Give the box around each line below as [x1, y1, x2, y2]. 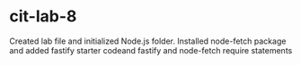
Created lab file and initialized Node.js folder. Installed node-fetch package [9, 36, 287, 46]
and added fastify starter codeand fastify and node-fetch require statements [9, 45, 293, 55]
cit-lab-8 [9, 6, 77, 27]
